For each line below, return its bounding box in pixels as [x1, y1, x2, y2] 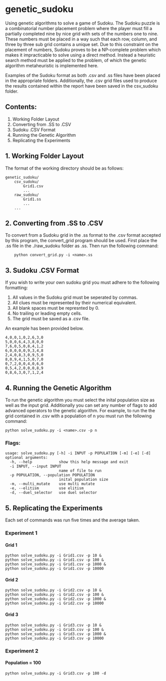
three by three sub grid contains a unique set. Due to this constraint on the [5, 41, 158, 47]
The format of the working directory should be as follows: [5, 165, 124, 171]
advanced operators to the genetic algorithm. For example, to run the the [5, 408, 155, 413]
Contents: [5, 103, 37, 111]
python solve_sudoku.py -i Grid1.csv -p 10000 [5, 566, 104, 571]
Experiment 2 [5, 647, 38, 654]
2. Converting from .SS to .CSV [5, 219, 103, 227]
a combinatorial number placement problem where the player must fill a [5, 25, 152, 31]
